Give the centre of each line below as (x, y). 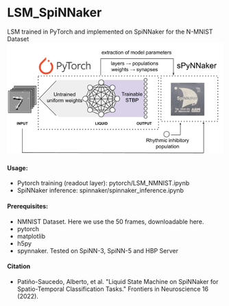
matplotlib (31, 236)
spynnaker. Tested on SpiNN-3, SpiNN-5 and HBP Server (97, 250)
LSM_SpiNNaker (55, 13)
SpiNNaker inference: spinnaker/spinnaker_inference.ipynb (100, 191)
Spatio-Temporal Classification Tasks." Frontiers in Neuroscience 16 (113, 289)
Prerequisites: (28, 207)
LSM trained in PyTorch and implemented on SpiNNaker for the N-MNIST (110, 32)
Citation (19, 266)
